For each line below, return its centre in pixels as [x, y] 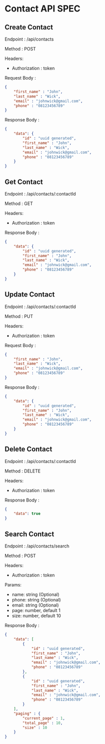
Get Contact [24, 182]
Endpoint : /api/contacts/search [37, 546]
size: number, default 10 [36, 616]
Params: [13, 585]
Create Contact [29, 27]
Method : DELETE [23, 471]
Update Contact [30, 295]
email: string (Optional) [35, 605]
